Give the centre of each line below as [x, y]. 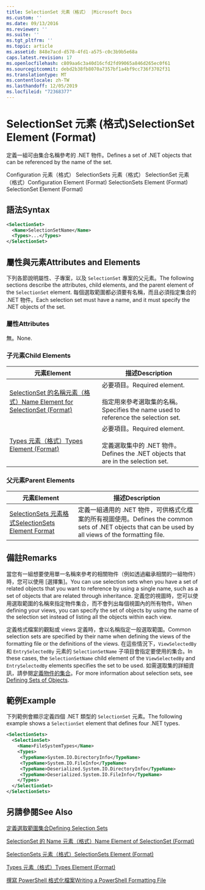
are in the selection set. [135, 461]
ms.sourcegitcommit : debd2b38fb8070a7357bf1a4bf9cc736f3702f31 [88, 69]
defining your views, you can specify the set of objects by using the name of [103, 610]
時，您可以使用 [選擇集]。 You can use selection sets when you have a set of [102, 581]
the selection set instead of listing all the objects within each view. [89, 617]
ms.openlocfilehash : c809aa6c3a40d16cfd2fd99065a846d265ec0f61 [88, 63]
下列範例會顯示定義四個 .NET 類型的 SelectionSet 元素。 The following [94, 717]
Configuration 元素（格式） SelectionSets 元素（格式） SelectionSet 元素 [98, 175]
